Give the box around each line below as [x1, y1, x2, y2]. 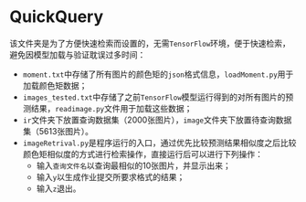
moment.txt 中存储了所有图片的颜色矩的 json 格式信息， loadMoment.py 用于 [22, 69, 294, 80]
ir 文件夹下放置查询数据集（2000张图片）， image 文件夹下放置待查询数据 [22, 114, 292, 125]
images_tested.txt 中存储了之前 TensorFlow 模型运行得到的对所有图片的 [22, 91, 286, 102]
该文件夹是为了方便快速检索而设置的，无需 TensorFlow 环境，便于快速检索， [9, 37, 290, 48]
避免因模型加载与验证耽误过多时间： [9, 48, 146, 60]
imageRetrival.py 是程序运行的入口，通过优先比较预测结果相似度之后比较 [22, 137, 297, 148]
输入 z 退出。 [36, 183, 81, 194]
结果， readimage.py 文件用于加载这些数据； [30, 102, 193, 113]
